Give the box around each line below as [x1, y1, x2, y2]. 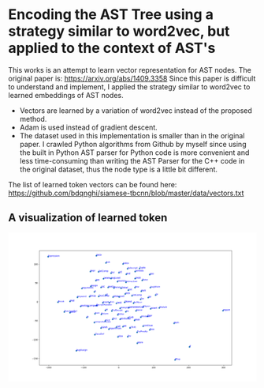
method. [19, 114, 47, 123]
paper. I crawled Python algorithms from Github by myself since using [19, 139, 247, 149]
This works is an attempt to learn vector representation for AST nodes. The [8, 65, 252, 74]
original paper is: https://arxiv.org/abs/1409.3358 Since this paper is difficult [8, 73, 256, 83]
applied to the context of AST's [8, 40, 216, 57]
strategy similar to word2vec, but [8, 22, 230, 40]
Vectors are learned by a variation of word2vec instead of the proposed [19, 105, 252, 115]
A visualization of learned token [8, 211, 168, 224]
